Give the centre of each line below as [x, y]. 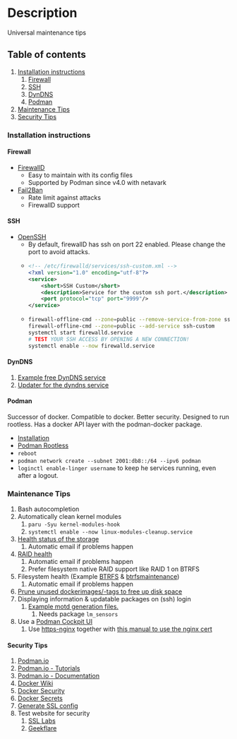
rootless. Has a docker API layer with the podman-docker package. [105, 424]
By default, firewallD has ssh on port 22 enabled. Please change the [127, 244]
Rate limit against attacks [64, 197]
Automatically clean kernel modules [69, 517]
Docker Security [41, 691]
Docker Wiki [35, 683]
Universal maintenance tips [47, 32]
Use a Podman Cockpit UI [55, 622]
